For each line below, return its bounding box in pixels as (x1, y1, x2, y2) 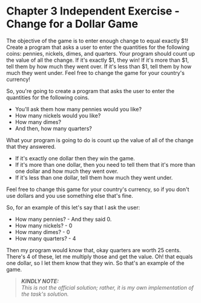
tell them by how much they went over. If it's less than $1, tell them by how (6, 62, 192, 70)
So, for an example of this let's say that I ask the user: (6, 204, 140, 211)
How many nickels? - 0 (15, 222, 73, 229)
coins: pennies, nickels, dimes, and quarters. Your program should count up (6, 50, 196, 57)
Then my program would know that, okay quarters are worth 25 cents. (6, 246, 181, 253)
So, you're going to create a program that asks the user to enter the (6, 87, 174, 94)
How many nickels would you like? (15, 112, 101, 119)
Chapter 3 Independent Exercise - (6, 4, 180, 18)
